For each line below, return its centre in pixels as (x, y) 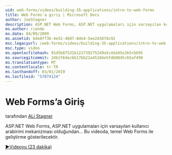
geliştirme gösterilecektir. (32, 137)
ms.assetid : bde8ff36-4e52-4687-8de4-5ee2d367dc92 (60, 39)
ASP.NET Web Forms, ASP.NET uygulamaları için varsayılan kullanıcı (77, 126)
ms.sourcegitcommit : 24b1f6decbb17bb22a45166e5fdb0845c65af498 (74, 58)
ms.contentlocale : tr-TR (32, 67)
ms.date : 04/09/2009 (27, 34)
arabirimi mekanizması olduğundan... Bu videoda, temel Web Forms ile (79, 131)
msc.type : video (23, 48)
